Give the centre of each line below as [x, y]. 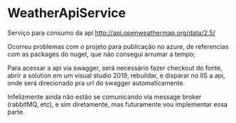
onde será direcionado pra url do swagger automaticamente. [96, 82]
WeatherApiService [67, 13]
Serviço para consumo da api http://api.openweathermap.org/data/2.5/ [111, 33]
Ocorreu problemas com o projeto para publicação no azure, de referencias [118, 46]
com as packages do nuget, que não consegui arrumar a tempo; [101, 54]
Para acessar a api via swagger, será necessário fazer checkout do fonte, [115, 68]
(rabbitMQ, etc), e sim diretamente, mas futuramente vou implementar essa [117, 104]
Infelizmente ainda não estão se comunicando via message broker [104, 97]
